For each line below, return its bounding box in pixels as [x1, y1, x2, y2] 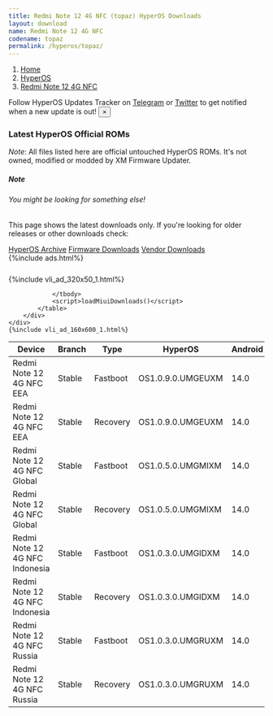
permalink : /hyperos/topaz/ [8, 42, 104, 50]
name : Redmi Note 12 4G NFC [8, 27, 104, 35]
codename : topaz [8, 34, 63, 43]
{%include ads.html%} [8, 253, 84, 263]
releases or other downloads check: [8, 229, 129, 238]
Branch [58, 343, 87, 355]
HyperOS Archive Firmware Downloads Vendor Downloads [8, 245, 206, 254]
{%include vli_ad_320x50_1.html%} [8, 274, 124, 284]
